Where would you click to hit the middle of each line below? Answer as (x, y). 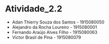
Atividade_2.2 (34, 9)
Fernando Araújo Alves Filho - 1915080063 (55, 32)
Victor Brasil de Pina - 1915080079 (47, 37)
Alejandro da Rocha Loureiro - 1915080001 (54, 27)
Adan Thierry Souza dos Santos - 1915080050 (58, 22)
